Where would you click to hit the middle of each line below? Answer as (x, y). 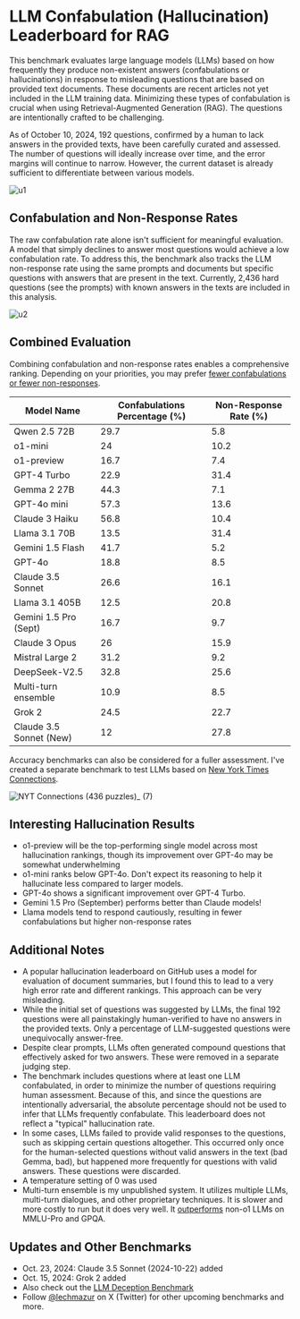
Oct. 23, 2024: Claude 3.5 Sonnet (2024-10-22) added (122, 1268)
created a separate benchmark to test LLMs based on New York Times (139, 769)
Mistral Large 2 (46, 657)
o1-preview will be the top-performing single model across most (140, 846)
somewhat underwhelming (71, 864)
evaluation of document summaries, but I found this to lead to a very (148, 981)
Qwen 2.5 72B (44, 431)
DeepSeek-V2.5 (49, 671)
